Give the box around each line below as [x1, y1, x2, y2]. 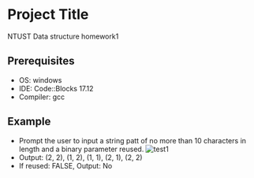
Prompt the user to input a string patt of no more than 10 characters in [18, 135, 246, 145]
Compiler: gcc [18, 92, 65, 102]
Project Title [7, 6, 89, 24]
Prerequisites [7, 54, 75, 68]
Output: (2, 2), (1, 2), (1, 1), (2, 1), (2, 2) [18, 152, 143, 162]
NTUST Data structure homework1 [7, 32, 119, 41]
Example [7, 115, 51, 128]
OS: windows [18, 75, 62, 84]
